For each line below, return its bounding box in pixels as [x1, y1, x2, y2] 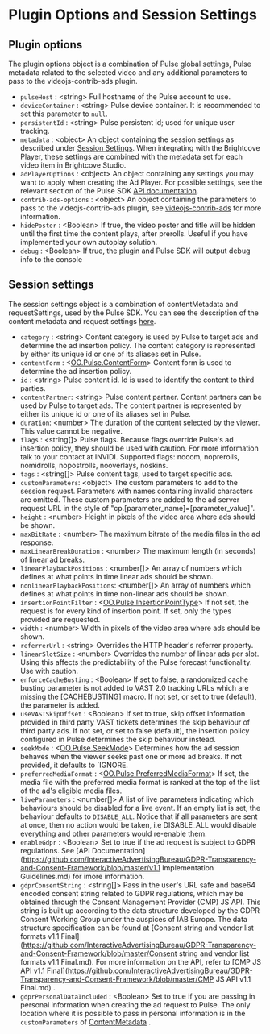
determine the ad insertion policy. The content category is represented [19, 340, 255, 350]
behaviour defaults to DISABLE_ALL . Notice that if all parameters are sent [19, 812, 258, 821]
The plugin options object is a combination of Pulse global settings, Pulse [8, 59, 252, 69]
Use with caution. [19, 666, 79, 675]
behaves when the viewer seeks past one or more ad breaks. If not [19, 751, 243, 761]
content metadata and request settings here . [8, 316, 156, 326]
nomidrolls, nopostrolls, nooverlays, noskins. [19, 460, 168, 470]
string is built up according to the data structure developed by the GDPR [19, 905, 260, 916]
